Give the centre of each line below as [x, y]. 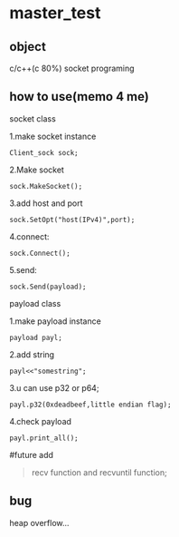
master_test [55, 13]
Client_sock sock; [44, 152]
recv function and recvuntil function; [99, 472]
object [28, 47]
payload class [35, 303]
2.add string [32, 354]
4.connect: [29, 236]
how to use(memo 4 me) [79, 97]
